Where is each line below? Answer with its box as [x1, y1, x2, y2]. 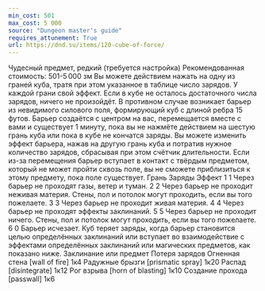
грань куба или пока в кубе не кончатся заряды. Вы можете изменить [8, 130, 247, 140]
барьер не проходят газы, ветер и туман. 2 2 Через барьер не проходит [8, 181, 253, 191]
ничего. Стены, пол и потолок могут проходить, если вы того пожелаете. [8, 215, 256, 225]
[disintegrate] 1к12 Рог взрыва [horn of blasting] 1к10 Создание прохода [8, 266, 248, 275]
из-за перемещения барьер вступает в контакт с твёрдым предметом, [8, 156, 250, 165]
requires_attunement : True [8, 33, 98, 42]
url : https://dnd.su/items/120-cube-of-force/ [8, 41, 165, 49]
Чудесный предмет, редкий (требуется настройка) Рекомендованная [8, 63, 244, 72]
